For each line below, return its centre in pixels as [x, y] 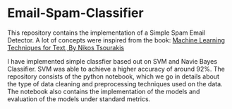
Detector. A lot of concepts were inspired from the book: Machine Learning [116, 40]
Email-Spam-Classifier [75, 13]
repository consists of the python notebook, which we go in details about [114, 76]
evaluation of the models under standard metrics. [79, 99]
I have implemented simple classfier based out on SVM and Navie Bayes [112, 61]
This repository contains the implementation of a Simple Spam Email [106, 33]
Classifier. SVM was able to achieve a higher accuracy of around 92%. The [116, 69]
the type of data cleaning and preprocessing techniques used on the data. [115, 84]
